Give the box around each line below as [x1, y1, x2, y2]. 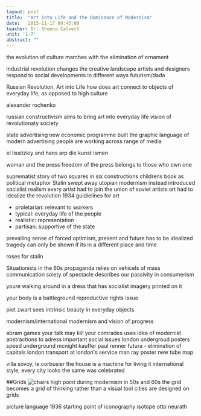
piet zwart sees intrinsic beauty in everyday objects [6, 306, 135, 313]
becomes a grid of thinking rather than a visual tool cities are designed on [6, 385, 190, 392]
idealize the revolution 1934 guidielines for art [6, 192, 120, 199]
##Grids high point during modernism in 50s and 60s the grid [6, 379, 182, 385]
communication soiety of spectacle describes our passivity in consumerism [6, 271, 194, 278]
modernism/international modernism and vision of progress [6, 318, 154, 325]
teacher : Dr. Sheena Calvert [6, 25, 80, 32]
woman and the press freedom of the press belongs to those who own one [6, 161, 192, 168]
